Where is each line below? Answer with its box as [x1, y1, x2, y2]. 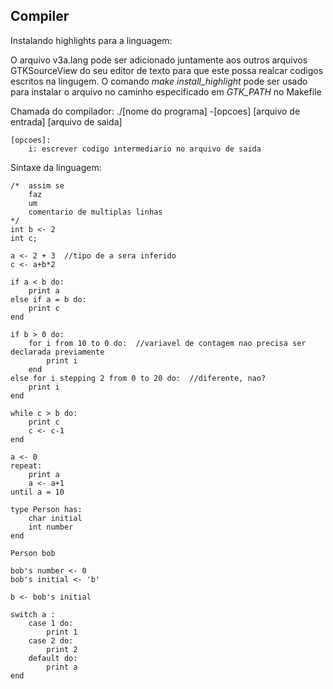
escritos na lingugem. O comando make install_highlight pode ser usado [10, 75, 308, 87]
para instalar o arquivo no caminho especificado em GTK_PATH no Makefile [10, 85, 322, 98]
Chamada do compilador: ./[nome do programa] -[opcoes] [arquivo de [10, 105, 301, 117]
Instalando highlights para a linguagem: [10, 34, 173, 46]
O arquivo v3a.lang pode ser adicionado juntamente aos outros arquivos [10, 54, 308, 66]
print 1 [46, 627, 78, 637]
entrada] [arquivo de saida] [10, 115, 123, 128]
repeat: [10, 460, 43, 471]
